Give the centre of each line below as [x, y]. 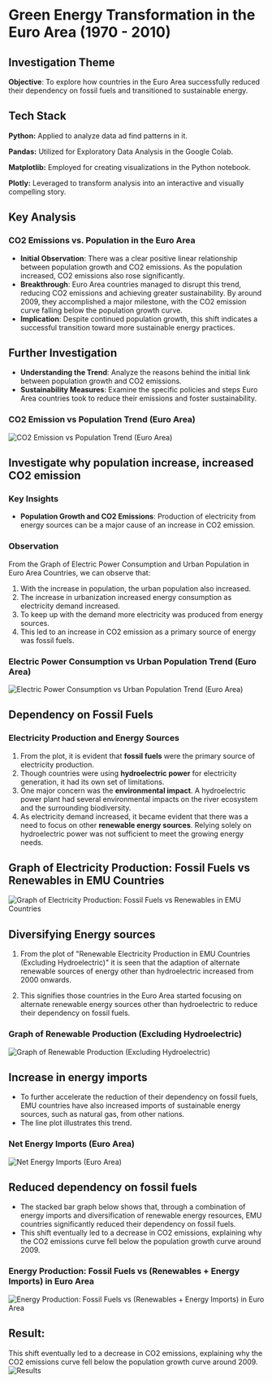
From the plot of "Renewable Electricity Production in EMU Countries [135, 954]
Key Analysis [42, 217]
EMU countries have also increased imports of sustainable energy [130, 1105]
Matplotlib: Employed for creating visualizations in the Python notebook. [130, 167]
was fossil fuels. [47, 640]
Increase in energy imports [78, 1077]
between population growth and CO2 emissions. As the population [131, 267]
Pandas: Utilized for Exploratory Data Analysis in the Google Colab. [121, 151]
